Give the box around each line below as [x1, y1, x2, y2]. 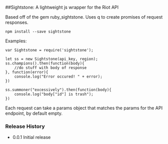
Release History [5, 123, 45, 130]
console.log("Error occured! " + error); [14, 74, 102, 79]
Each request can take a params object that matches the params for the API [5, 105, 163, 111]
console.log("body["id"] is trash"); [14, 92, 94, 97]
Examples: [5, 38, 27, 44]
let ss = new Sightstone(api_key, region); [5, 56, 98, 61]
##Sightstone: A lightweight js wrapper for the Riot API [5, 5, 119, 10]
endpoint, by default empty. [5, 110, 63, 116]
